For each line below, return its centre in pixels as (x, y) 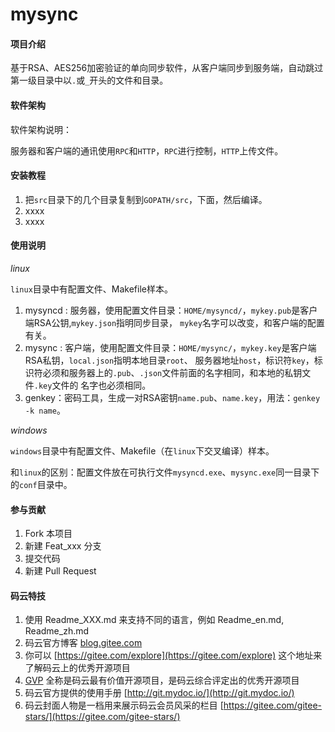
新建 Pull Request (60, 571)
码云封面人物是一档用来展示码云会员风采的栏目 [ (124, 705)
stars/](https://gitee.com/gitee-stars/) (102, 717)
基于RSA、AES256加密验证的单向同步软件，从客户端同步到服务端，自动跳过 (167, 68)
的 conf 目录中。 (41, 484)
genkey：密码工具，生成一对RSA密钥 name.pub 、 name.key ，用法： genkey (172, 397)
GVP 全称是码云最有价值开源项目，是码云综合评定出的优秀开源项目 (162, 680)
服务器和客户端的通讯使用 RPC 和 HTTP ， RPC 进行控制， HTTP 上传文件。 (147, 150)
